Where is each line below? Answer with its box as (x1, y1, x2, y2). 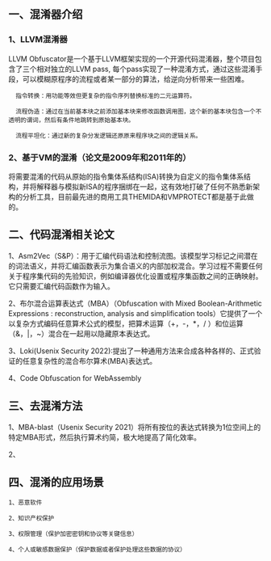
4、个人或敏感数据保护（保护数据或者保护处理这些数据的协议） (8, 546, 186, 554)
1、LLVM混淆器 (8, 34, 69, 45)
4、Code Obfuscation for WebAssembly (8, 373, 142, 382)
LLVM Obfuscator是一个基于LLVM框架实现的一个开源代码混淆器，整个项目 (8, 53, 256, 63)
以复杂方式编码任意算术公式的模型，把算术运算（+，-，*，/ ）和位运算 (8, 318, 244, 328)
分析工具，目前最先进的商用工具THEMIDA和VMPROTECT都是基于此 (22, 192, 248, 201)
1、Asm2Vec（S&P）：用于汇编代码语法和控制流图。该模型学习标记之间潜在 (8, 251, 258, 260)
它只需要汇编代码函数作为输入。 (8, 281, 115, 291)
